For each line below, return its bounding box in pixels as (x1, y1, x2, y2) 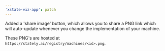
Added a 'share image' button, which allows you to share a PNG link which (5, 20, 156, 26)
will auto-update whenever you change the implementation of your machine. (5, 25, 160, 32)
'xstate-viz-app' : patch (5, 7, 56, 12)
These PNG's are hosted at (5, 35, 60, 41)
